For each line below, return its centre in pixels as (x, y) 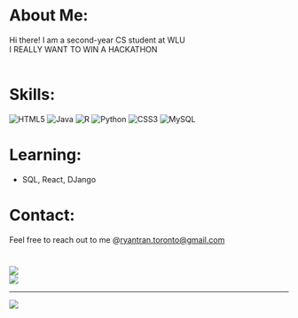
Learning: (46, 155)
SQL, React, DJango (59, 179)
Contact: (42, 215)
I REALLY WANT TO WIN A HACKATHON (83, 49)
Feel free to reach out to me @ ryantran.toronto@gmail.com (117, 239)
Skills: (32, 95)
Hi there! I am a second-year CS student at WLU (98, 40)
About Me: (49, 16)
